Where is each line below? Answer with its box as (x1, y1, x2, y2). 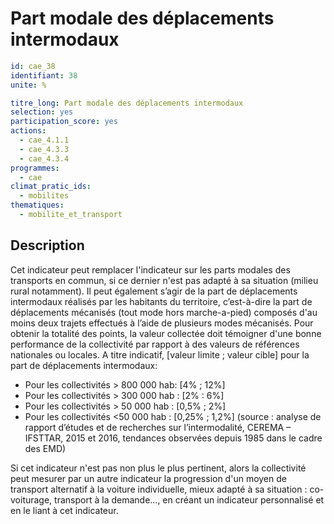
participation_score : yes (10, 117, 118, 127)
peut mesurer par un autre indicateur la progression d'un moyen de (10, 472, 287, 484)
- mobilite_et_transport (19, 210, 123, 220)
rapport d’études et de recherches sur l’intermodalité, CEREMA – (24, 421, 292, 433)
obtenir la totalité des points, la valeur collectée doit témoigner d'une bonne (10, 327, 322, 339)
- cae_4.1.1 (19, 135, 70, 146)
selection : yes (10, 107, 74, 117)
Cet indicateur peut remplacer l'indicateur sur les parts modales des (10, 263, 291, 276)
